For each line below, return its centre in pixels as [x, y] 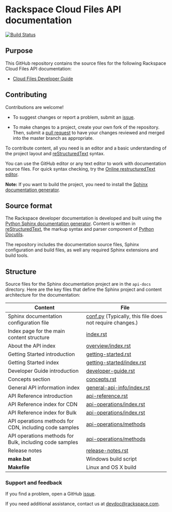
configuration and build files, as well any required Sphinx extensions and [82, 250]
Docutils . [15, 234]
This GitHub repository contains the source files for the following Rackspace [86, 63]
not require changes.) [112, 323]
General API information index [44, 388]
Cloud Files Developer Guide [43, 79]
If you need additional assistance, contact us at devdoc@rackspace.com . [83, 504]
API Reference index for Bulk [42, 413]
